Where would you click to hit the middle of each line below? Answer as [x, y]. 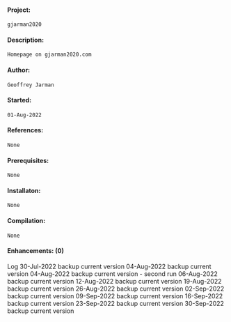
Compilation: [26, 221]
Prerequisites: [28, 160]
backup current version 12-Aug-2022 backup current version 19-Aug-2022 [114, 281]
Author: [19, 70]
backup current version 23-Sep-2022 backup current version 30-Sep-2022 [116, 303]
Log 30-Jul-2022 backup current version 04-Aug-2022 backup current [109, 266]
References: [25, 130]
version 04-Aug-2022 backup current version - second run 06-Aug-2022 [112, 274]
